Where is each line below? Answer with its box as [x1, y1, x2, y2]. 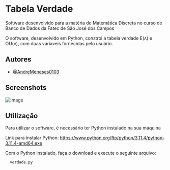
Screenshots [5, 83, 47, 92]
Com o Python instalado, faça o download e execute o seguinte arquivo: [5, 150, 156, 156]
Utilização [5, 111, 38, 120]
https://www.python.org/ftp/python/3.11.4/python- [60, 135, 165, 141]
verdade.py [10, 160, 33, 165]
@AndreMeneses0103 [12, 69, 60, 75]
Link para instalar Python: [5, 135, 59, 141]
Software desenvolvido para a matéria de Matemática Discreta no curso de [5, 20, 163, 26]
